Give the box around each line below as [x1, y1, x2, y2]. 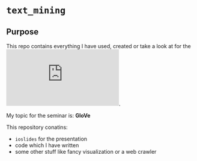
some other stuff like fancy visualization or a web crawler [14, 148, 157, 155]
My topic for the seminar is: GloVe [6, 112, 91, 119]
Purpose [6, 27, 39, 37]
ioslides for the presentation [14, 135, 88, 142]
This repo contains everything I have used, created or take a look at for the [6, 43, 191, 49]
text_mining [6, 5, 66, 16]
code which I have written [14, 142, 79, 149]
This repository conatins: [6, 124, 68, 131]
